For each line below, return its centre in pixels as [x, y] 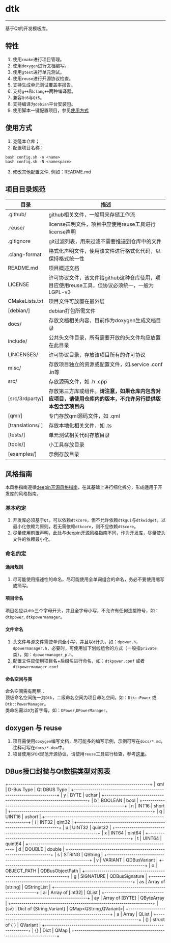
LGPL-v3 [60, 292]
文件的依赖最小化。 [33, 539]
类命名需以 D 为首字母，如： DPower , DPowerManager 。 [58, 710]
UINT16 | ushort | [23, 817]
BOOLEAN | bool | [120, 800]
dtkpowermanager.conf [35, 667]
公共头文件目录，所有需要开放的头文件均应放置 [105, 338]
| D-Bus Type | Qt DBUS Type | [38, 789]
